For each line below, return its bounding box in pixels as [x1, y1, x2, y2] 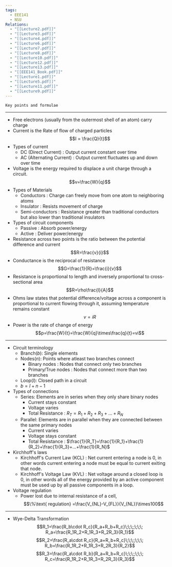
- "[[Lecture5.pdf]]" [10, 79, 56, 84]
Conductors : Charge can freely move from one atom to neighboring [20, 192, 164, 198]
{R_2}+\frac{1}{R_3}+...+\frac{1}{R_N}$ [28, 444, 110, 450]
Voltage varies [28, 404, 59, 410]
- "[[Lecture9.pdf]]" [10, 88, 56, 94]
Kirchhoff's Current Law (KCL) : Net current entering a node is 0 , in [20, 455, 162, 461]
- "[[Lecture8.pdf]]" [10, 50, 56, 55]
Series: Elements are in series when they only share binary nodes [20, 394, 159, 400]
